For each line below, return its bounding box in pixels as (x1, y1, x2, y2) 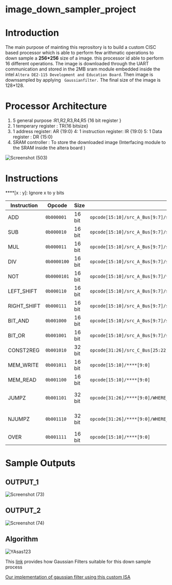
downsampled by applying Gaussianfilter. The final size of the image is (5, 77, 161, 83)
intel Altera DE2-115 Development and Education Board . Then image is (5, 71, 154, 78)
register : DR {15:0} (12, 134, 53, 140)
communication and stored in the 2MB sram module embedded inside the (5, 66, 160, 72)
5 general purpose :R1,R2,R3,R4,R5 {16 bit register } (12, 117, 122, 124)
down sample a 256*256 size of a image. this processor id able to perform (5, 55, 164, 61)
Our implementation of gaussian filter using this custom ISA (5, 574, 131, 580)
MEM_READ (8, 376, 37, 383)
